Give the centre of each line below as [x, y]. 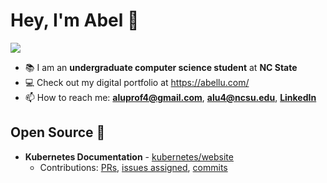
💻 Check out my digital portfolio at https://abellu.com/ [137, 82]
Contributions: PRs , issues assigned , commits [133, 167]
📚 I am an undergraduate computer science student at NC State [161, 67]
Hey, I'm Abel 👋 [75, 20]
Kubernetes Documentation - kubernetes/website [129, 156]
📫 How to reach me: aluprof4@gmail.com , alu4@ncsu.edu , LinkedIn [170, 97]
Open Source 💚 [58, 132]
